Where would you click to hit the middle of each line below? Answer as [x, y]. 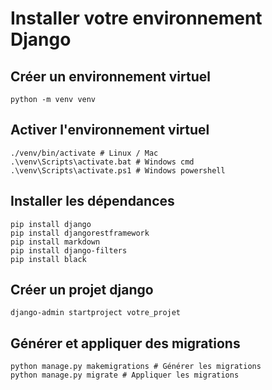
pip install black [48, 259]
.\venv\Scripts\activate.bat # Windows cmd [102, 162]
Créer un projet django [82, 290]
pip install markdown [55, 242]
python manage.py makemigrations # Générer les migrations [136, 367]
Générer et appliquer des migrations [125, 343]
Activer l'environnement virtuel [110, 130]
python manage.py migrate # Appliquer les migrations [125, 375]
